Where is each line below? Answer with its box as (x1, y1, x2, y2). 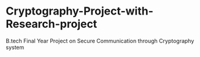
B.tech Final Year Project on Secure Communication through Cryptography (6, 37, 194, 44)
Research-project (6, 17, 98, 31)
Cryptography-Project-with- (6, 4, 154, 18)
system (6, 44, 25, 51)
